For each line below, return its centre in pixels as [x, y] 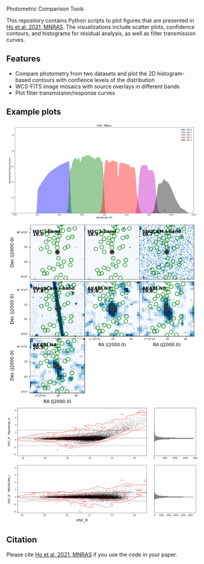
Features [23, 59]
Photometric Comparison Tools [45, 9]
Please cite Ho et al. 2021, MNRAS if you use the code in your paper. [92, 554]
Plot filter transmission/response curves [65, 93]
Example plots [34, 112]
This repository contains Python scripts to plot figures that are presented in [100, 20]
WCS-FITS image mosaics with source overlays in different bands [97, 86]
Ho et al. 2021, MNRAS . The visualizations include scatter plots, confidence [100, 27]
